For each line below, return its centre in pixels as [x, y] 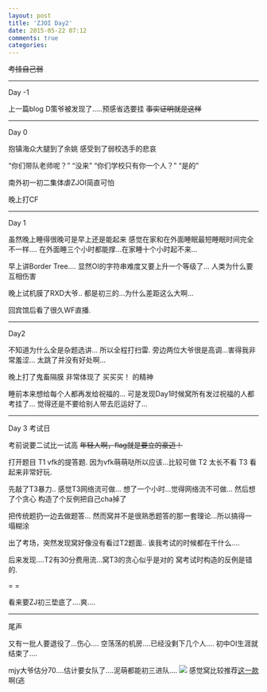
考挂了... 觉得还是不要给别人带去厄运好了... [78, 404]
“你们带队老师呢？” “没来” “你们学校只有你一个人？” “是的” [104, 166]
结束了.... [23, 654]
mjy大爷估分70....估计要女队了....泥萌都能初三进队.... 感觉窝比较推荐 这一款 [133, 670]
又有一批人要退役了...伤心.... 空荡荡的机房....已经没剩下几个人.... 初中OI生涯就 [133, 643]
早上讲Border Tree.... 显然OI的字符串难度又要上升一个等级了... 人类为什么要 [131, 266]
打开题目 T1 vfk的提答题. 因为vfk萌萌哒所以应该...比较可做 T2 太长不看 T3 [128, 462]
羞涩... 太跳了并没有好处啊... [60, 360]
